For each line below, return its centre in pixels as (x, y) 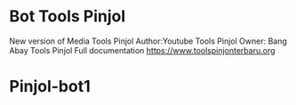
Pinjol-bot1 (50, 87)
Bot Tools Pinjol (68, 16)
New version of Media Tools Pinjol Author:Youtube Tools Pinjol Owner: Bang (148, 41)
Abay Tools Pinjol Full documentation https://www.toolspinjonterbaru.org (142, 50)
